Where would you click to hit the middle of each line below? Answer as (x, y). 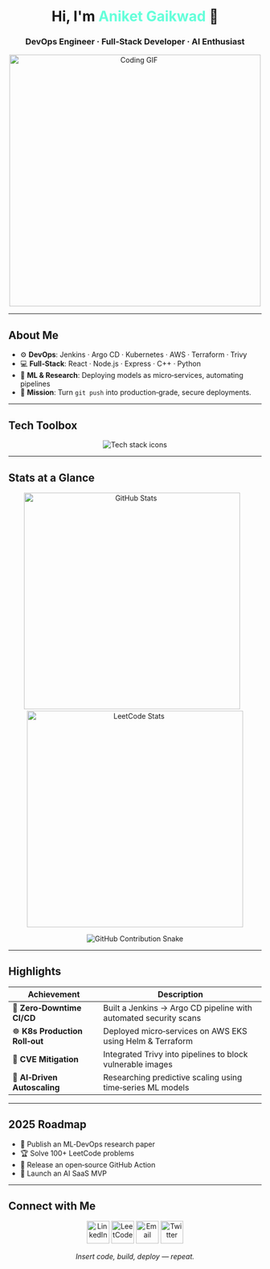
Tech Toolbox (43, 425)
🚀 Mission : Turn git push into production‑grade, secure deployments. (135, 392)
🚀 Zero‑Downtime (47, 1008)
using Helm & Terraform (148, 1041)
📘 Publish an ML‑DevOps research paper (87, 1144)
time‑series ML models (146, 1087)
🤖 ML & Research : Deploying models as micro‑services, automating (131, 375)
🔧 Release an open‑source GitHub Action (88, 1164)
